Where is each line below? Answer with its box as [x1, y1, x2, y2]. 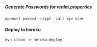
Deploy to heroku [5, 26, 41, 32]
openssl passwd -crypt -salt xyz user [5, 16, 84, 21]
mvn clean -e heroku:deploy [5, 37, 63, 43]
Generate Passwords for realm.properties [5, 4, 92, 10]
